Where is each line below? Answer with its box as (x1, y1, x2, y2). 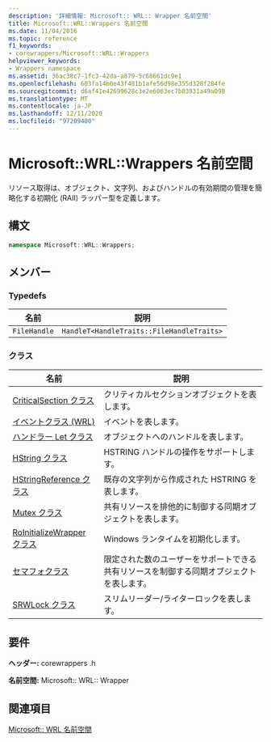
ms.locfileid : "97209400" (8, 117, 95, 125)
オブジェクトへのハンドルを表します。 (103, 431, 248, 443)
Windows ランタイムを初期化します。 (103, 533, 246, 545)
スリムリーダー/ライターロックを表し (103, 593, 244, 604)
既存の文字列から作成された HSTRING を (103, 474, 257, 485)
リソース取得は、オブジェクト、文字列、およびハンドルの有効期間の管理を (8, 183, 256, 193)
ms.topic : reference (8, 34, 78, 43)
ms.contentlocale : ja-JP (8, 102, 92, 110)
